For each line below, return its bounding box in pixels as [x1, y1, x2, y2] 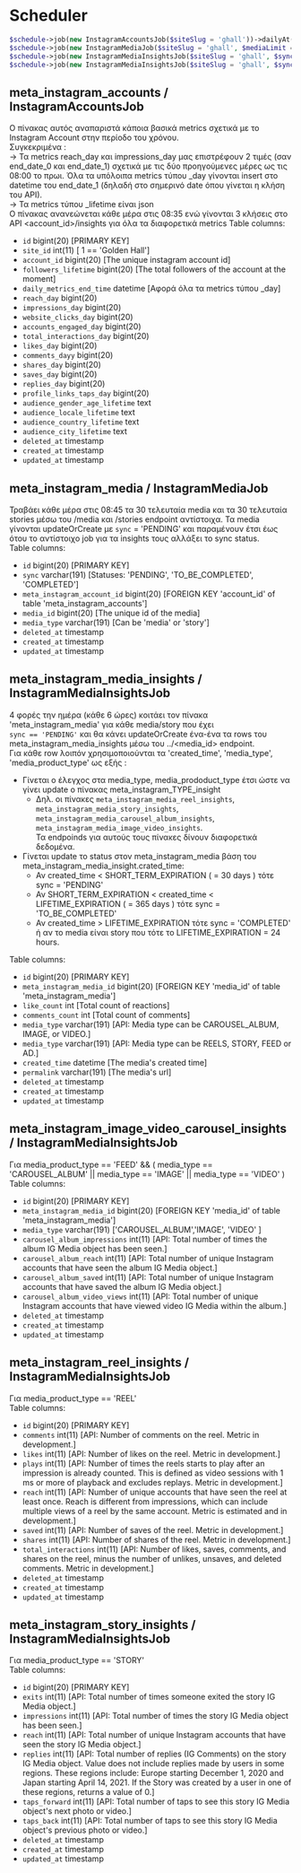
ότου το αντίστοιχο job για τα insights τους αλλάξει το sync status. [9, 533, 260, 544]
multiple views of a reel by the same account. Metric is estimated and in [21, 1505, 288, 1516]
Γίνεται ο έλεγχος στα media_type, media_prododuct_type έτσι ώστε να [21, 774, 290, 785]
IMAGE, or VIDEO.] [21, 1028, 91, 1039]
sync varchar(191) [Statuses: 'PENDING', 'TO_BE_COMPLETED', [21, 570, 254, 580]
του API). [9, 189, 43, 200]
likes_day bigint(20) [21, 340, 98, 351]
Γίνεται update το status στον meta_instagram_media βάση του [21, 850, 257, 861]
